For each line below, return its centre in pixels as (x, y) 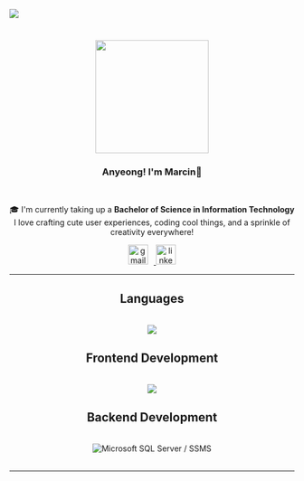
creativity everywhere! (152, 232)
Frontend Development (152, 358)
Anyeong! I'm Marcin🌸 (152, 172)
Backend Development (152, 417)
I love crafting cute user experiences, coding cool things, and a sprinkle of (152, 222)
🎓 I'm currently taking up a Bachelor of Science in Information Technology (152, 210)
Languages (152, 298)
